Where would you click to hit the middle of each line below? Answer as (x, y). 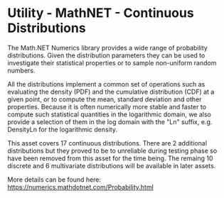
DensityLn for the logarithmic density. (62, 129)
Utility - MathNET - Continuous (101, 13)
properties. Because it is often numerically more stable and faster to (107, 106)
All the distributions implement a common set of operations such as (106, 84)
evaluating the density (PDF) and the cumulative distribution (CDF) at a (111, 92)
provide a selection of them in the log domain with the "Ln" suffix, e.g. (110, 121)
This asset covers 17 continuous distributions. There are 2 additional (107, 143)
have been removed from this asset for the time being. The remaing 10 (110, 158)
